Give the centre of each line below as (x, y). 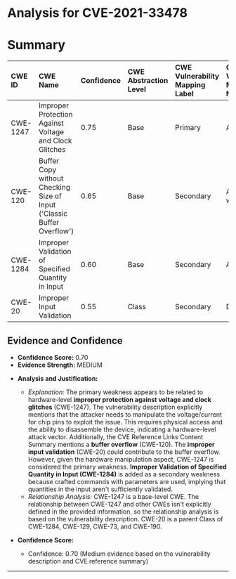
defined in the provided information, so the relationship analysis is (123, 512)
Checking (54, 188)
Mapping (190, 85)
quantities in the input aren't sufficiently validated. (100, 489)
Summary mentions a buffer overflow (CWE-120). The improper (122, 444)
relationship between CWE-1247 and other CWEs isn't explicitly (120, 504)
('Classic (53, 214)
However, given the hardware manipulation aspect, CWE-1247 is (121, 459)
